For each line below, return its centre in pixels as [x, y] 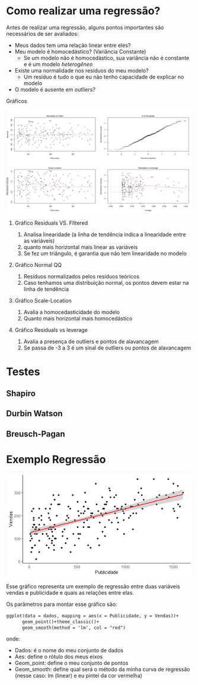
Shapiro [21, 394]
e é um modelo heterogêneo [58, 64]
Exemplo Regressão [56, 460]
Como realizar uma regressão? [83, 11]
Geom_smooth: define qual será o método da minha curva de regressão [102, 669]
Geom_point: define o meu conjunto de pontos [71, 663]
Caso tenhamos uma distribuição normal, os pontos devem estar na [106, 282]
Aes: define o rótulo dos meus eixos [58, 656]
